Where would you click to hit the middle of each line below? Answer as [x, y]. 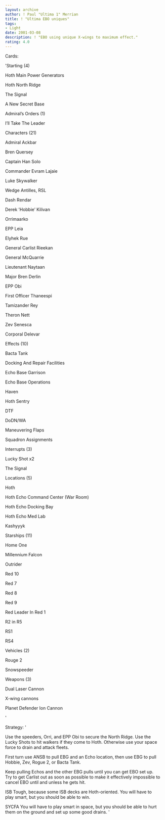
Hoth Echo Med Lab [25, 516]
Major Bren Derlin [23, 276]
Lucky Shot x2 [20, 459]
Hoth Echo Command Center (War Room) [47, 497]
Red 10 [12, 574]
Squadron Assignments [29, 439]
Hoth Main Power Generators [35, 75]
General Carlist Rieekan [29, 247]
